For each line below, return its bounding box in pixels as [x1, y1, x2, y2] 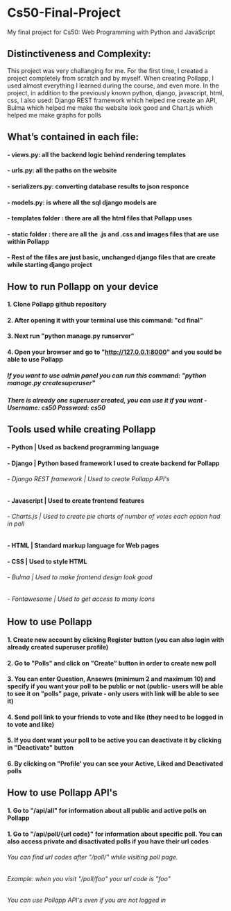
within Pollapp [7, 237, 50, 245]
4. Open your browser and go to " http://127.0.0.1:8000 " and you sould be [7, 348, 222, 356]
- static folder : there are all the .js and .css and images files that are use [7, 229, 220, 238]
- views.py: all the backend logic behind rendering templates [7, 150, 186, 159]
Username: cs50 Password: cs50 [7, 403, 106, 412]
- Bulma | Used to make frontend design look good [7, 573, 153, 581]
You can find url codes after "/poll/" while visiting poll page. [7, 853, 178, 862]
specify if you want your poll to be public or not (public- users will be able [7, 682, 223, 691]
